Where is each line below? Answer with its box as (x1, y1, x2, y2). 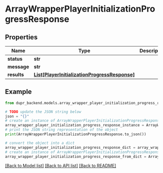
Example (5, 88, 32, 96)
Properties (5, 33, 38, 41)
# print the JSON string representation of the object (5, 127, 118, 132)
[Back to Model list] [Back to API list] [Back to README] (5, 163, 116, 169)
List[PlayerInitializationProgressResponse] (33, 71, 135, 78)
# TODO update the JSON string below (5, 109, 81, 114)
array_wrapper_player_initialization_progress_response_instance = (5, 123, 145, 128)
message (7, 63, 29, 70)
